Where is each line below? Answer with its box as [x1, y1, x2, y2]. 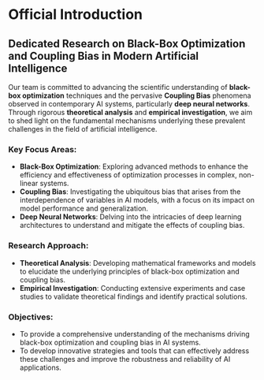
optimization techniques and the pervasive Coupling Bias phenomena [22, 91, 251, 100]
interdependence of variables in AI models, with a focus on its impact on [19, 196, 255, 205]
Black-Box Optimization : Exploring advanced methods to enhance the [19, 162, 248, 171]
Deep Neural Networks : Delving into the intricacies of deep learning [19, 212, 242, 222]
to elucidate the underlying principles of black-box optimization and [19, 266, 240, 276]
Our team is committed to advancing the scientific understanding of [8, 83, 228, 91]
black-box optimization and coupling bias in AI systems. [19, 337, 201, 347]
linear [19, 179, 39, 188]
